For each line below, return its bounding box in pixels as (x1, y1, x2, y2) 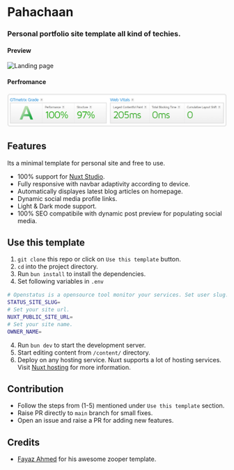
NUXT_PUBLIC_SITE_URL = (7, 314, 73, 321)
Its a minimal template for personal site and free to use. (7, 159, 166, 167)
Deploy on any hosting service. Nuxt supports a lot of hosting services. (17, 355, 221, 364)
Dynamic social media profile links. (17, 194, 118, 202)
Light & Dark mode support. (17, 202, 97, 210)
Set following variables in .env (17, 277, 104, 286)
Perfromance (7, 77, 47, 86)
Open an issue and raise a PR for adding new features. (17, 416, 174, 425)
